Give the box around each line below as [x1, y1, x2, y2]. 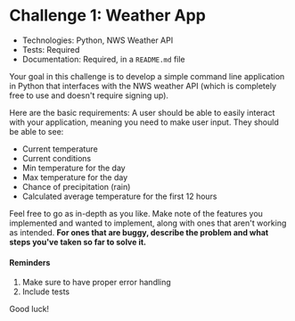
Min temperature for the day [21, 162, 127, 173]
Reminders [9, 257, 51, 267]
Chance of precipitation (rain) [21, 181, 131, 192]
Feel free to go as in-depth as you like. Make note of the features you [9, 208, 263, 218]
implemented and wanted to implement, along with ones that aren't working [9, 218, 287, 228]
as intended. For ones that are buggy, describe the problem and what [9, 226, 269, 237]
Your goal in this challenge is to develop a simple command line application [9, 70, 285, 81]
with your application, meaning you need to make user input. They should [9, 117, 279, 128]
